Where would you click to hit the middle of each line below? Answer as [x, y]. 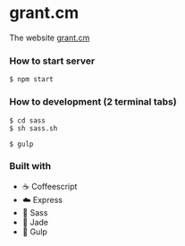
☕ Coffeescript [50, 186]
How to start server [52, 61]
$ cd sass [28, 120]
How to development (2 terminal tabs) [93, 102]
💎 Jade [35, 222]
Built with [30, 166]
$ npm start [31, 80]
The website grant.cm [50, 38]
